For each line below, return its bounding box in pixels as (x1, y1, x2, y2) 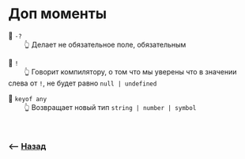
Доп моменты (8, 5, 107, 23)
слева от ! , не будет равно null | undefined (8, 78, 157, 88)
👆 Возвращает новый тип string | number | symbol (23, 102, 197, 112)
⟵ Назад (8, 140, 47, 151)
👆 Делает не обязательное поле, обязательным (23, 40, 187, 49)
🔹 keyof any (8, 93, 47, 103)
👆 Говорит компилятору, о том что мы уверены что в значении (23, 66, 237, 76)
